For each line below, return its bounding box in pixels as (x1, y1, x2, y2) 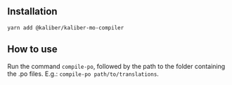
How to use (7, 44, 58, 55)
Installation (7, 6, 58, 18)
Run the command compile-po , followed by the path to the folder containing (7, 62, 226, 70)
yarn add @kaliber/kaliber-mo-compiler (7, 24, 124, 31)
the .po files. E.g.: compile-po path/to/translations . (7, 70, 160, 78)
